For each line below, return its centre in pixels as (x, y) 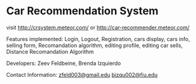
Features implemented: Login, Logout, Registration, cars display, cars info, (98, 39)
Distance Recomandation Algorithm (50, 51)
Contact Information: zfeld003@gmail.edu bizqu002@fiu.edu (82, 74)
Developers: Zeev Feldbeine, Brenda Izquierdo (64, 63)
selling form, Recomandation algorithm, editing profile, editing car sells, (95, 45)
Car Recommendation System (82, 11)
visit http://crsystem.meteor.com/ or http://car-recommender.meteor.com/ (98, 27)
